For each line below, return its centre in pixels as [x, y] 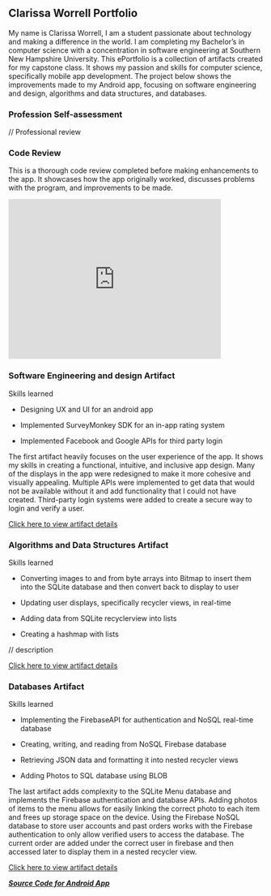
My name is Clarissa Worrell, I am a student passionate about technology [130, 32]
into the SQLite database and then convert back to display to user [129, 587]
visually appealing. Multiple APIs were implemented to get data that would [131, 482]
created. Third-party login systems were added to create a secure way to [130, 499]
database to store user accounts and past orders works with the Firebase [131, 826]
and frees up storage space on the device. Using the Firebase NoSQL [124, 817]
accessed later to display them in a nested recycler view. [103, 852]
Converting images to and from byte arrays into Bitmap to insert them [136, 578]
